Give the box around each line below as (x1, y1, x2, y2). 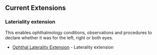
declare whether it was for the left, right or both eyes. (5, 35, 113, 40)
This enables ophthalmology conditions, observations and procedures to (5, 29, 153, 36)
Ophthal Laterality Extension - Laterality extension (12, 44, 114, 50)
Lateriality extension (5, 18, 56, 25)
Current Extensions (5, 4, 66, 12)
